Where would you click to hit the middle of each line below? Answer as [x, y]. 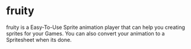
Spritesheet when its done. [39, 40]
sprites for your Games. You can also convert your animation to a [85, 33]
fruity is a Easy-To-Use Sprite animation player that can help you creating [96, 27]
